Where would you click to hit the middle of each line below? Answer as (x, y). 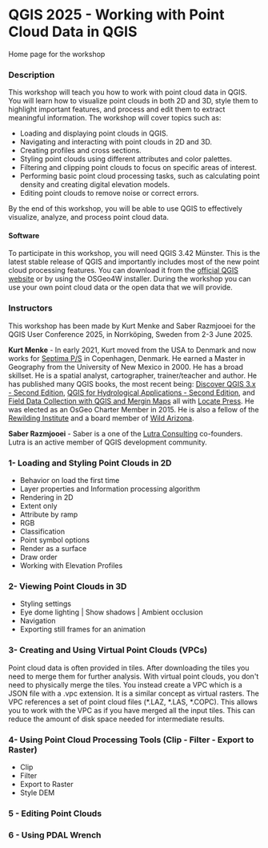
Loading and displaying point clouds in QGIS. (94, 133)
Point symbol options (55, 540)
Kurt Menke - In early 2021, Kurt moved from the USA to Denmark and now (132, 350)
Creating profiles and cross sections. (80, 151)
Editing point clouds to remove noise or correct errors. (109, 193)
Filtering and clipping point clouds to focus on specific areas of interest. (138, 168)
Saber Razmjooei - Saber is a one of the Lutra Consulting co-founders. (126, 433)
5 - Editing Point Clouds (55, 814)
